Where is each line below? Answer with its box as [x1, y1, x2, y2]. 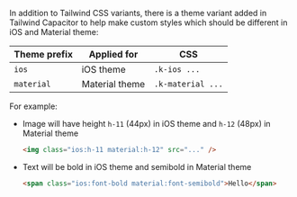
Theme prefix [13, 49, 74, 60]
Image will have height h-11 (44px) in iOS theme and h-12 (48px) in [22, 119, 272, 129]
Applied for [88, 49, 139, 60]
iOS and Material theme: [9, 27, 99, 37]
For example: [9, 101, 58, 112]
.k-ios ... [153, 65, 201, 75]
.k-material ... [153, 79, 223, 89]
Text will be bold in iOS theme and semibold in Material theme [22, 161, 252, 172]
